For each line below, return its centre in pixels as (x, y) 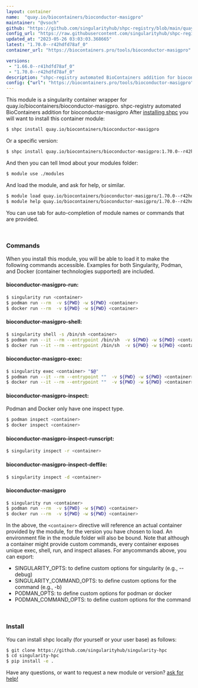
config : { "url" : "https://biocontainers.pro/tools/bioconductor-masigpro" (100, 83)
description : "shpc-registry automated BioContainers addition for (91, 78)
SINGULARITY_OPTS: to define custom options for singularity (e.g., (96, 568)
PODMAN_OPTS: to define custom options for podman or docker (93, 593)
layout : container (29, 12)
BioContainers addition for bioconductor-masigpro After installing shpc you (97, 112)
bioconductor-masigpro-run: (42, 285)
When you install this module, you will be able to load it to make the (88, 259)
